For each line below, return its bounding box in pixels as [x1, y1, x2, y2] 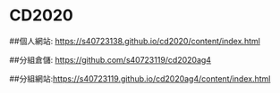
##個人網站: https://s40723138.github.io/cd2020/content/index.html [9, 35, 261, 46]
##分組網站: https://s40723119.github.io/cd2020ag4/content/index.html [9, 73, 271, 84]
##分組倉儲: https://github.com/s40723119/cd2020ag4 [9, 54, 212, 65]
